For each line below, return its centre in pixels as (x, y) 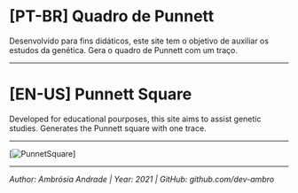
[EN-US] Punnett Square (101, 94)
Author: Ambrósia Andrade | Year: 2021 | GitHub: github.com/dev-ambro (142, 179)
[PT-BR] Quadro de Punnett (112, 16)
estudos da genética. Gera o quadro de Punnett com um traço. (123, 50)
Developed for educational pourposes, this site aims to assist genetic (135, 119)
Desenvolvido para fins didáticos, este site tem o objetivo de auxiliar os (139, 41)
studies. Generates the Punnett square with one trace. (108, 128)
